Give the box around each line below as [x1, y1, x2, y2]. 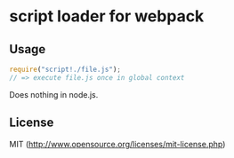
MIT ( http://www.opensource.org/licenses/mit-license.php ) [9, 138, 226, 149]
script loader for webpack [9, 6, 205, 27]
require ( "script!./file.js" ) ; [9, 65, 122, 74]
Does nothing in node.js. [9, 89, 99, 99]
